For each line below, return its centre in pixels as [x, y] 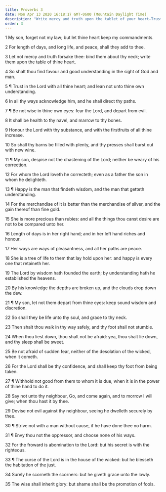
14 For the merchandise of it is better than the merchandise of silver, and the [83, 204]
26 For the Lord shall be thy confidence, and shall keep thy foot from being [81, 366]
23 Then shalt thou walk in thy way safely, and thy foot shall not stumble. [79, 327]
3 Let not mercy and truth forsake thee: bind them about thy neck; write [78, 57]
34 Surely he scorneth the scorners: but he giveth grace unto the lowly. [78, 475]
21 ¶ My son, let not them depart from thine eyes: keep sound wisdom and [81, 303]
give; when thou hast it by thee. [37, 402]
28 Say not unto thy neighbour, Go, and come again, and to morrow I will [79, 396]
